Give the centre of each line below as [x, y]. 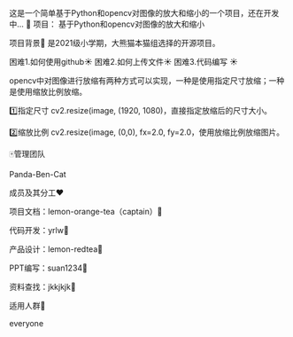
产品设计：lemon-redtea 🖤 [56, 249]
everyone [27, 323]
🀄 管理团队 [27, 154]
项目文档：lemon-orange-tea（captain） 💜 [86, 212]
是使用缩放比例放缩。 [48, 92]
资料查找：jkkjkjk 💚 [43, 287]
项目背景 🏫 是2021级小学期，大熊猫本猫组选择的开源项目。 [115, 43]
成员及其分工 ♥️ [37, 192]
